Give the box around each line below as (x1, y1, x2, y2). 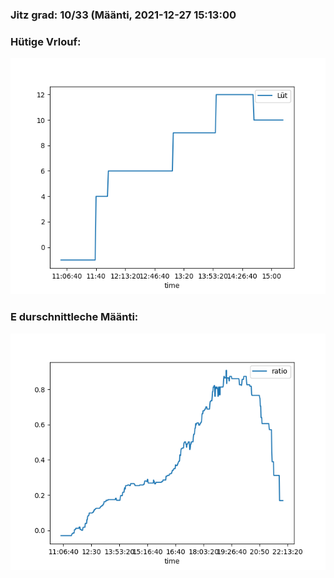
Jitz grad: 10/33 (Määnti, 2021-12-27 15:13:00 (10, 8, 237, 22)
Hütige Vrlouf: (10, 34, 82, 48)
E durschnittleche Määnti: (10, 310, 139, 324)
